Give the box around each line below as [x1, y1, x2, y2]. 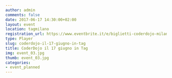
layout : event [5, 22, 36, 27]
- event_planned [5, 65, 40, 70]
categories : [5, 60, 31, 65]
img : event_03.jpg [5, 50, 45, 55]
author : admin [5, 7, 36, 13]
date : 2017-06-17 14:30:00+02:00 [5, 17, 77, 22]
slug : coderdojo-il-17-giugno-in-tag [5, 41, 86, 46]
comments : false [5, 12, 40, 17]
